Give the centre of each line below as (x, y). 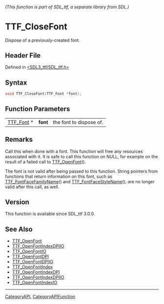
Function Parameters (38, 109)
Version (17, 202)
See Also (19, 229)
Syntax (16, 82)
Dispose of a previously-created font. (43, 40)
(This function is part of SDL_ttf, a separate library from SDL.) (67, 7)
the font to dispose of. (78, 122)
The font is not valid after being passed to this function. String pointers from (82, 171)
